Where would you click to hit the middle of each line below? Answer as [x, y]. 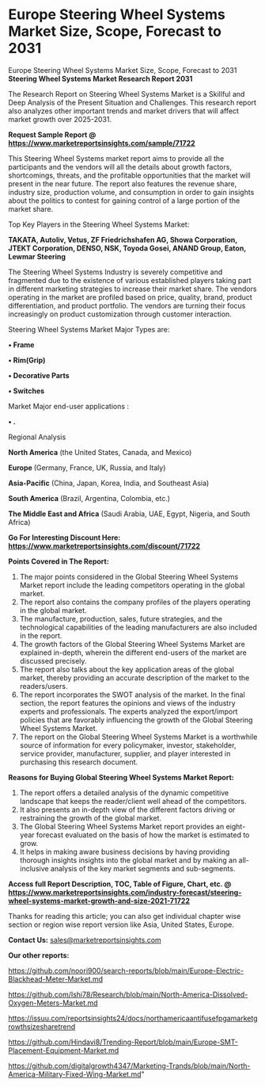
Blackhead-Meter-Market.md [56, 979]
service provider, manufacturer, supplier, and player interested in [125, 753]
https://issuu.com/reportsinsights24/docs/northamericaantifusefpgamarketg [133, 1018]
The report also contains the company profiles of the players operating [135, 602]
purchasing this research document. [79, 762]
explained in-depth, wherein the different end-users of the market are [133, 653]
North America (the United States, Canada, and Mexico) [100, 452]
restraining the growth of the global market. [91, 817]
